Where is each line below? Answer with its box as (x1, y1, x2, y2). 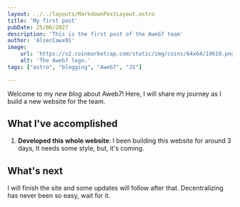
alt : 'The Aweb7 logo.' (20, 57, 91, 64)
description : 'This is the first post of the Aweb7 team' (7, 30, 184, 38)
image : (7, 44, 27, 51)
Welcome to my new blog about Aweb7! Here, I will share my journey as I (7, 89, 221, 98)
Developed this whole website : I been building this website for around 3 (17, 136, 231, 145)
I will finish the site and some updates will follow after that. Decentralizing (7, 183, 224, 193)
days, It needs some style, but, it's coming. (17, 144, 144, 153)
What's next (7, 165, 63, 177)
